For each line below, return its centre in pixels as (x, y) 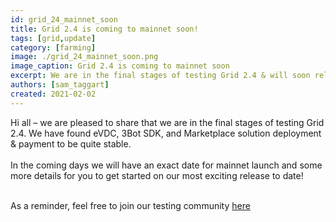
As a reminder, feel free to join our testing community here (130, 205)
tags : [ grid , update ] (53, 38)
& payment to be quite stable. (71, 143)
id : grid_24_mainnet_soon (64, 19)
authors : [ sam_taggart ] (60, 85)
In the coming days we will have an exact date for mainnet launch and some (166, 165)
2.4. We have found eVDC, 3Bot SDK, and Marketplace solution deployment (166, 133)
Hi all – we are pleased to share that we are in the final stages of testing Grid (167, 122)
